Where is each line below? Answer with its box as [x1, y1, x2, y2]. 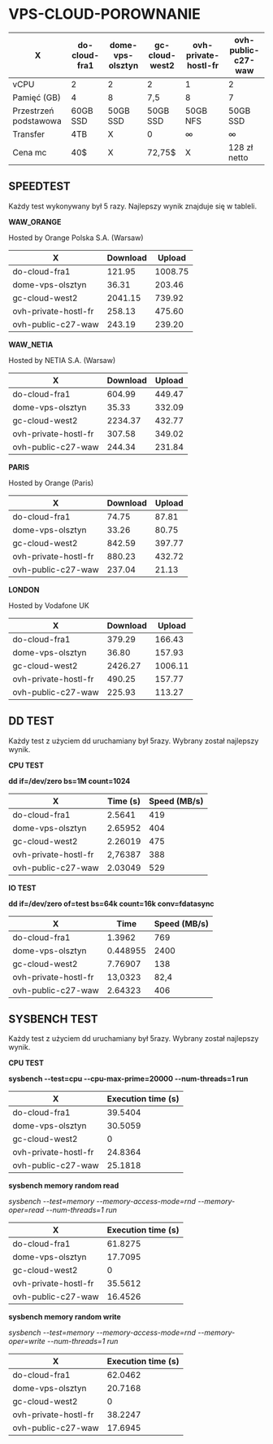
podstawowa [12, 115, 63, 126]
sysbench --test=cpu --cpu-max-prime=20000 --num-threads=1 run [8, 1074, 249, 1083]
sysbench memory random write [8, 1312, 122, 1322]
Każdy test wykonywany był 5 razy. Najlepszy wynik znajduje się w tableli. [8, 201, 258, 211]
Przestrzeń [12, 105, 54, 116]
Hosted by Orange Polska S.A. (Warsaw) [8, 233, 144, 243]
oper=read [8, 1206, 45, 1215]
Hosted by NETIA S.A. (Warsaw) [8, 355, 116, 365]
